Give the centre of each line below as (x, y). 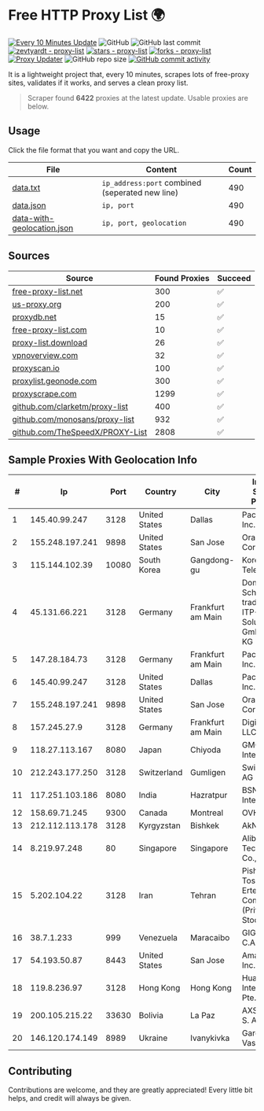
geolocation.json (43, 227)
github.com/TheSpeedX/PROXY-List (80, 432)
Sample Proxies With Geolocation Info (103, 460)
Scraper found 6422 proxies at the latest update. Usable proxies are (138, 98)
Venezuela (158, 938)
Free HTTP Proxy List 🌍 (87, 15)
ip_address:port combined (152, 183)
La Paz (203, 1016)
